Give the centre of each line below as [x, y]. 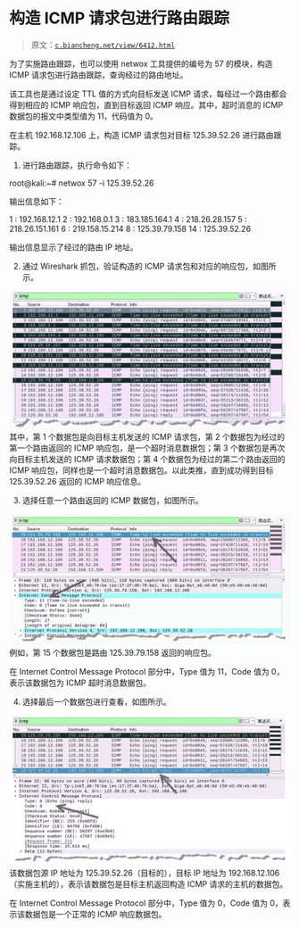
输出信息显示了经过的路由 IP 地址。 [74, 247]
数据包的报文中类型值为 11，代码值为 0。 [84, 116]
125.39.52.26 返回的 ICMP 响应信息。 [78, 482]
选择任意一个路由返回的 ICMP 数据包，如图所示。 [112, 501]
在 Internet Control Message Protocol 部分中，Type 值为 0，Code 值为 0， [146, 903]
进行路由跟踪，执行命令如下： [77, 165]
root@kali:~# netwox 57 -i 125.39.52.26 [82, 183]
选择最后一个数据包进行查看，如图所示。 [96, 702]
